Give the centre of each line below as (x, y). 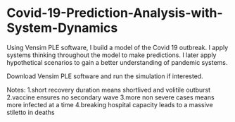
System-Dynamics (62, 28)
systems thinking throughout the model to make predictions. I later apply (112, 55)
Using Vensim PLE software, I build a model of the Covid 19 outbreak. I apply (118, 47)
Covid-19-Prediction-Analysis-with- (115, 13)
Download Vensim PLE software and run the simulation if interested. (105, 76)
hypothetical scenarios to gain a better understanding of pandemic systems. (117, 62)
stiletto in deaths (31, 112)
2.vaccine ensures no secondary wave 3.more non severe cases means (111, 97)
